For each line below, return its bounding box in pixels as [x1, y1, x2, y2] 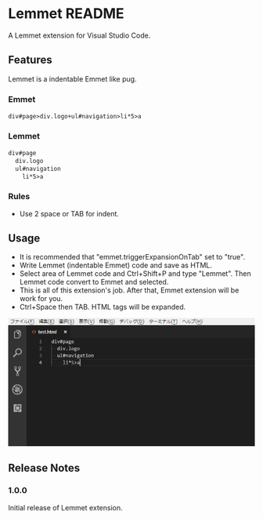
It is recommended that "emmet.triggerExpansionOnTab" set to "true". [19, 252, 245, 262]
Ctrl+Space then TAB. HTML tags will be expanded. [19, 303, 186, 312]
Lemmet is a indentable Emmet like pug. [8, 74, 137, 83]
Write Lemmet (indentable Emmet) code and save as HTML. [19, 260, 213, 270]
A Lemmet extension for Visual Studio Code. [8, 31, 151, 40]
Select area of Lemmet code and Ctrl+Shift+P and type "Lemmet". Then [19, 269, 252, 278]
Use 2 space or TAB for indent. [19, 209, 120, 218]
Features [8, 53, 52, 67]
